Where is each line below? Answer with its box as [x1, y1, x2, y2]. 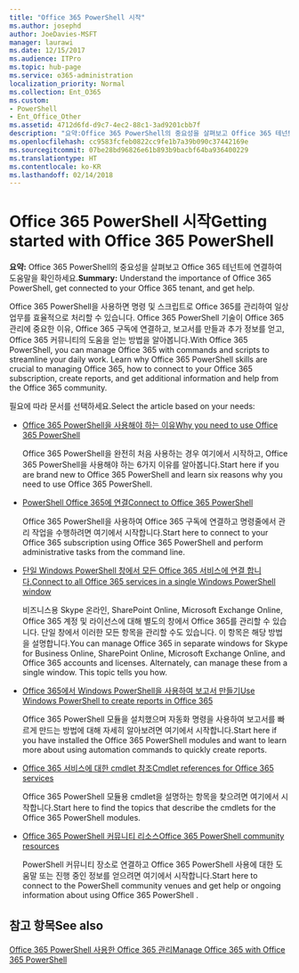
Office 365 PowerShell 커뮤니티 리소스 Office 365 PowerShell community [21, 830, 285, 842]
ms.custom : [9, 95, 50, 105]
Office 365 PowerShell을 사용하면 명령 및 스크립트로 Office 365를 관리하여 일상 [9, 301, 289, 312]
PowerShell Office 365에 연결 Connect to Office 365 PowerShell [21, 497, 254, 508]
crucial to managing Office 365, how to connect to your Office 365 [9, 364, 254, 374]
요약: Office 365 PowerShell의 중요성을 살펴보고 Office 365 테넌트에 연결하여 [9, 262, 283, 273]
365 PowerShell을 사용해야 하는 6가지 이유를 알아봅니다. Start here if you [21, 460, 279, 470]
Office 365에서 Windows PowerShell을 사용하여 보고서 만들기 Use [21, 685, 255, 696]
